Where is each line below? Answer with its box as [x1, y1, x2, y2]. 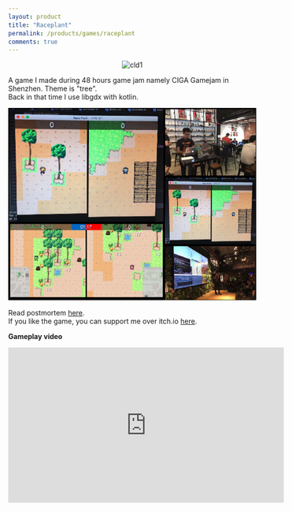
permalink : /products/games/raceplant [8, 29, 135, 37]
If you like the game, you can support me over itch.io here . [8, 316, 198, 326]
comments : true [8, 38, 58, 46]
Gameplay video [8, 331, 63, 341]
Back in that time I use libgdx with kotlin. [8, 92, 139, 102]
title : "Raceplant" [8, 21, 72, 29]
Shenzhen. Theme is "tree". [8, 84, 98, 94]
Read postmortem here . [8, 308, 85, 317]
